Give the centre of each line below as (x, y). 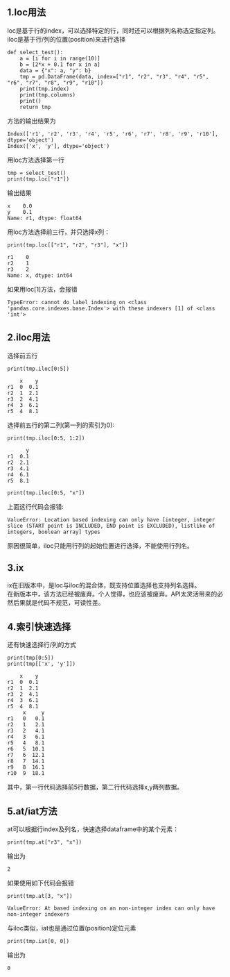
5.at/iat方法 (32, 811)
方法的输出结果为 (32, 121)
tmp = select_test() (37, 173)
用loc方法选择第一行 (36, 160)
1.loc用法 (27, 12)
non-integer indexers (38, 915)
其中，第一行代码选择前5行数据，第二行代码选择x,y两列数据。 (95, 787)
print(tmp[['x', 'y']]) (42, 664)
